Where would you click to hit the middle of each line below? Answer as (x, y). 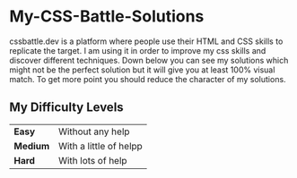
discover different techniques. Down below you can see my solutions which (149, 60)
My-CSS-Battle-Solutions (107, 17)
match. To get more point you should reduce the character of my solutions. (148, 79)
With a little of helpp (100, 146)
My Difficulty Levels (66, 108)
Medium (32, 146)
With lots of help (92, 160)
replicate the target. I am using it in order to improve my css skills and (138, 50)
